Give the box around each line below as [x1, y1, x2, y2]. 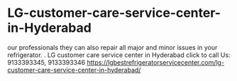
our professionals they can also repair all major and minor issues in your [7, 43, 218, 51]
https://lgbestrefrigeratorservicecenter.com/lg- [87, 58, 225, 66]
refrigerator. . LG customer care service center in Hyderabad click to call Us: [7, 51, 231, 59]
